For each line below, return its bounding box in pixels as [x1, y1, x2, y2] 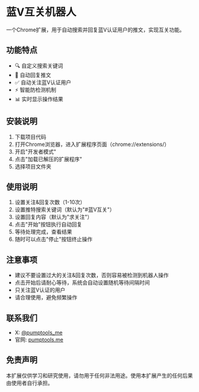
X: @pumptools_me [14, 329, 63, 336]
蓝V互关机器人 [6, 5, 76, 19]
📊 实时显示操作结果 [14, 95, 63, 103]
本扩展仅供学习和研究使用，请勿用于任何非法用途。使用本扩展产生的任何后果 [6, 372, 193, 379]
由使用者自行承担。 [6, 379, 53, 386]
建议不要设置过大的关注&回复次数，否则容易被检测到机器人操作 [14, 272, 169, 279]
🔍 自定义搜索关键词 [14, 62, 63, 69]
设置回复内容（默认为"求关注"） [14, 213, 93, 221]
